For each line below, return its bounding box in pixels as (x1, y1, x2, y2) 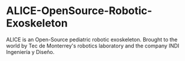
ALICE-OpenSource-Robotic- (6, 4, 153, 18)
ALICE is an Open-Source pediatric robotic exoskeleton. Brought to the (6, 36, 178, 43)
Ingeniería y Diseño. (6, 48, 55, 55)
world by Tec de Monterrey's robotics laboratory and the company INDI (6, 42, 180, 49)
